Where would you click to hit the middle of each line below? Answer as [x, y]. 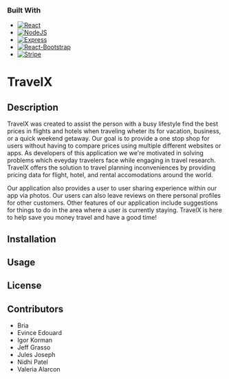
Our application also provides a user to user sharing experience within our [112, 188]
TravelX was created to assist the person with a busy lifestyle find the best [113, 124]
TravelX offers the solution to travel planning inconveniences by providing [111, 168]
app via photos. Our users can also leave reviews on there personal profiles [114, 196]
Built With [24, 10]
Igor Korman [35, 340]
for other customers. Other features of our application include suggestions [112, 203]
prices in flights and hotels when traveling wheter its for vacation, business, [114, 131]
